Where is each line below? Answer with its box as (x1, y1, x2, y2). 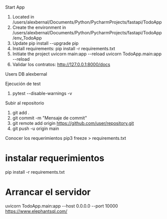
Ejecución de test (5, 81, 41, 87)
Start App (5, 4, 25, 10)
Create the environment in (12, 24, 66, 30)
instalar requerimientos (5, 153, 105, 164)
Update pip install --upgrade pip (12, 40, 79, 46)
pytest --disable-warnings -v (12, 91, 72, 96)
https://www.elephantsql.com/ (5, 208, 68, 214)
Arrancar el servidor (5, 187, 91, 198)
